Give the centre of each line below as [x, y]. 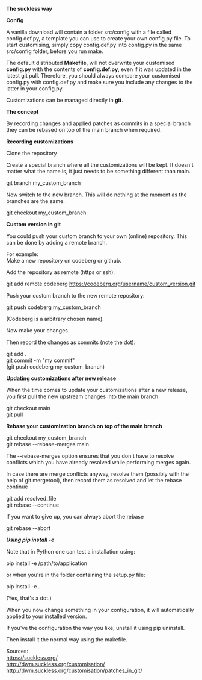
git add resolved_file [31, 498]
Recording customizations [40, 142]
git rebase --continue [32, 505]
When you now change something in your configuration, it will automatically [100, 610]
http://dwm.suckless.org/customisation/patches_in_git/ [74, 670]
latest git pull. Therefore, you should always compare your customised [93, 76]
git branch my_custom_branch [44, 183]
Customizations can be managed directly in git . [65, 100]
